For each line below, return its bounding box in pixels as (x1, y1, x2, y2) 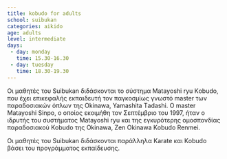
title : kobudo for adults (7, 10, 81, 17)
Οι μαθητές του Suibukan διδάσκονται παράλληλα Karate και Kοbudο (7, 136, 207, 145)
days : (7, 42, 23, 49)
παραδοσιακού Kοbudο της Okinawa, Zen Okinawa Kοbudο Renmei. (7, 123, 201, 131)
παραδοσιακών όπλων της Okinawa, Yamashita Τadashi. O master (7, 101, 196, 109)
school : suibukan (7, 17, 57, 23)
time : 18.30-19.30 (16, 67, 69, 74)
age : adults (7, 29, 41, 36)
